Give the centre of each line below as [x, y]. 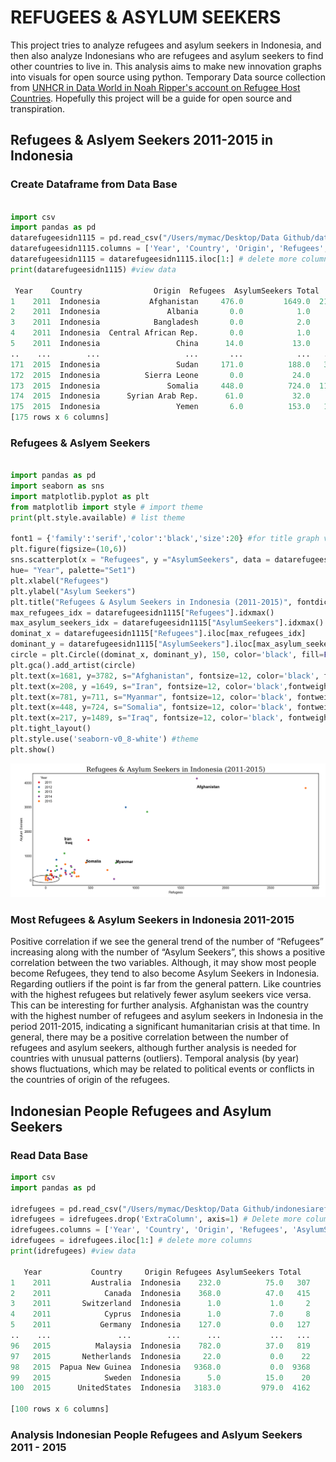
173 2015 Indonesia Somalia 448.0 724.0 [160, 386]
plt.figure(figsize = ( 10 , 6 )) [69, 549]
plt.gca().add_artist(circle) [73, 665]
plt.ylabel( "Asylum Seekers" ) [73, 591]
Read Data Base [49, 1155]
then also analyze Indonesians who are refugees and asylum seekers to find [167, 55]
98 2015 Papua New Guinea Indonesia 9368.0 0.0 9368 [160, 1367]
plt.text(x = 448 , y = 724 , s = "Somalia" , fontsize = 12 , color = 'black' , [151, 707]
